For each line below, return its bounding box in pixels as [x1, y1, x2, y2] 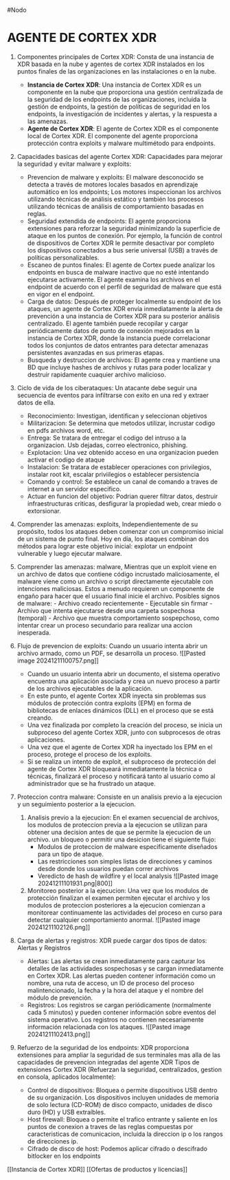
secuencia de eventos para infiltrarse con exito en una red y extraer [16, 391, 209, 399]
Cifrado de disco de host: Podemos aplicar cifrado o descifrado [27, 1144, 208, 1152]
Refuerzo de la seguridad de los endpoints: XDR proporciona [16, 1043, 189, 1051]
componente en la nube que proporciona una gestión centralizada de [27, 87, 223, 96]
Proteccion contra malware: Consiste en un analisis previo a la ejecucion [16, 793, 222, 801]
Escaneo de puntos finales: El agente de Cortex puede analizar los [27, 261, 215, 269]
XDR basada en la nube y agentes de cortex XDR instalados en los [16, 60, 205, 68]
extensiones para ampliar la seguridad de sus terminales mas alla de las [16, 1051, 221, 1059]
